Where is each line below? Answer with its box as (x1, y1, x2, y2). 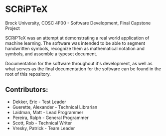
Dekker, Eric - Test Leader (12, 99, 66, 105)
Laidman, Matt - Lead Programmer (12, 109, 84, 115)
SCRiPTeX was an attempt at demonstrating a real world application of (5, 35, 150, 41)
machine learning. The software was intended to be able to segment (5, 40, 146, 46)
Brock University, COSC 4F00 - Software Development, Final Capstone (5, 20, 151, 26)
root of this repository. (5, 71, 51, 77)
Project (5, 25, 20, 31)
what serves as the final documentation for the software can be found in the (5, 66, 162, 72)
